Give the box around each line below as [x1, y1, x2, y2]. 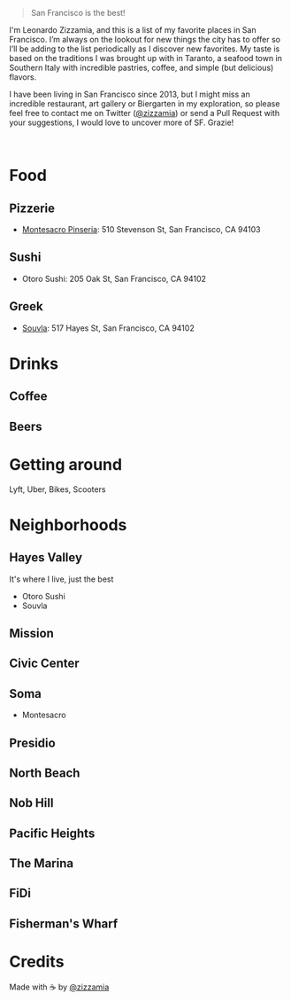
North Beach [9, 765, 80, 780]
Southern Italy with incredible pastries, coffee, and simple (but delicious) [9, 62, 274, 73]
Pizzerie [9, 200, 56, 215]
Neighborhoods [9, 514, 127, 535]
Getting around [9, 454, 122, 474]
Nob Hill [9, 795, 54, 810]
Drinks [9, 354, 59, 373]
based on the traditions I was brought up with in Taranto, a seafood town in [9, 53, 283, 63]
